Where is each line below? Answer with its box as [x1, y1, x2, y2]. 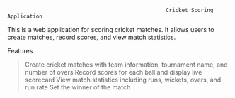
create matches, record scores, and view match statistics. [7, 33, 176, 41]
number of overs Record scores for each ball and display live [24, 68, 202, 76]
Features [7, 47, 33, 55]
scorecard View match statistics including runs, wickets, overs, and [24, 75, 222, 84]
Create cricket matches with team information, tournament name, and [24, 60, 228, 69]
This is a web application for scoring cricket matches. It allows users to [7, 26, 214, 33]
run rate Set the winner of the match [24, 83, 131, 92]
